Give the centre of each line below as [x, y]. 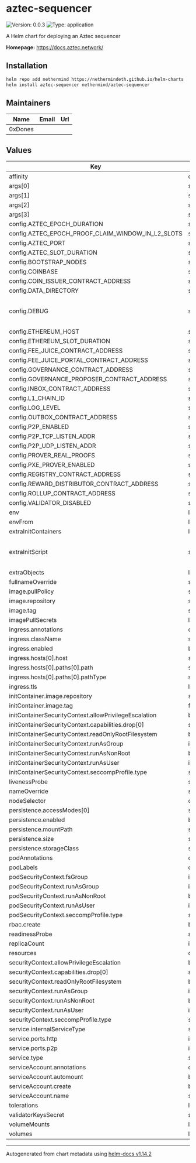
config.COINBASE [34, 272]
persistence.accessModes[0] [49, 810]
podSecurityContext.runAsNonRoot [57, 896]
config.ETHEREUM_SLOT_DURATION [60, 341]
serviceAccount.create [40, 1086]
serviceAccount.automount [46, 1077]
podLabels [23, 867]
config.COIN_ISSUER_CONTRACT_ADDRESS [70, 281]
